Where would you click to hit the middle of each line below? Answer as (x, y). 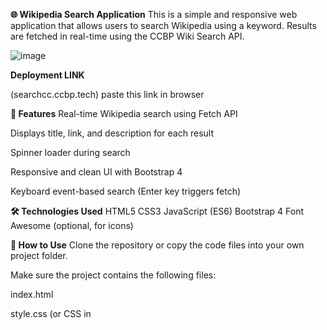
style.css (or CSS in (51, 313)
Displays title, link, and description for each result (112, 133)
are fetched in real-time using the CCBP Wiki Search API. (127, 36)
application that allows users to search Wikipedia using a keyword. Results (163, 25)
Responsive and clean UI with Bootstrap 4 (96, 172)
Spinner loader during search (70, 152)
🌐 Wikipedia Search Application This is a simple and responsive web (154, 14)
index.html (32, 294)
